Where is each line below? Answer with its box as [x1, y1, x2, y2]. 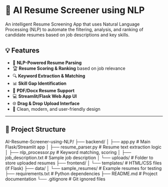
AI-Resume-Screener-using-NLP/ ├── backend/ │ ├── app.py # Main [5, 138, 151, 144]
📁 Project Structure [5, 125, 66, 134]
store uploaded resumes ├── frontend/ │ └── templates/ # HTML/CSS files [5, 160, 162, 166]
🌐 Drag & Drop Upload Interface [12, 100, 80, 106]
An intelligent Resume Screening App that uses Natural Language [5, 21, 140, 27]
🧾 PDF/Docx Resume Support [12, 87, 75, 93]
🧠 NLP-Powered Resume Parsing [12, 60, 82, 66]
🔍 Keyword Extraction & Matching [12, 73, 85, 79]
